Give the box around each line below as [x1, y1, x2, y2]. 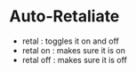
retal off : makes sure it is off [21, 54, 127, 65]
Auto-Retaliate [9, 6, 120, 27]
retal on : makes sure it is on [21, 44, 126, 55]
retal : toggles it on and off [21, 36, 120, 46]
